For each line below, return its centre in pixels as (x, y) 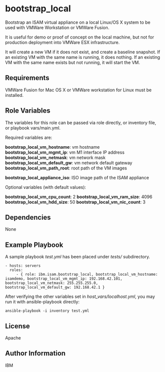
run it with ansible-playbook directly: (42, 302)
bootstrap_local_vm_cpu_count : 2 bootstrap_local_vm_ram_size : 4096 (79, 197)
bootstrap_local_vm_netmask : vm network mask (55, 157)
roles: (16, 270)
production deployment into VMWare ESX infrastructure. (62, 42)
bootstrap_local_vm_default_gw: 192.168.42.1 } (55, 288)
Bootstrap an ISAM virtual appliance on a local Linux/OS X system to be (78, 22)
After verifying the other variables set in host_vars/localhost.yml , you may (80, 296)
